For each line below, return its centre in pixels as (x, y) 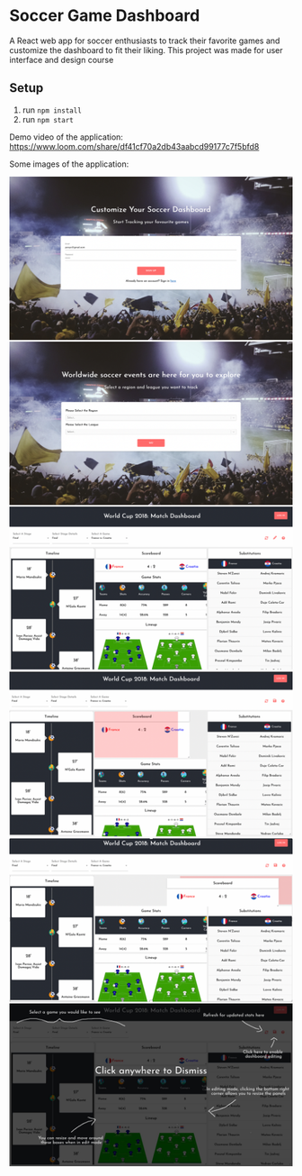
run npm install (52, 110)
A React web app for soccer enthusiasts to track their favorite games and (145, 41)
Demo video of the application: (67, 137)
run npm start (48, 119)
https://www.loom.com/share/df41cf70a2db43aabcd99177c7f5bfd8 (134, 146)
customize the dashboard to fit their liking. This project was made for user (146, 50)
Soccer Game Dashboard (105, 16)
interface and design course (62, 59)
